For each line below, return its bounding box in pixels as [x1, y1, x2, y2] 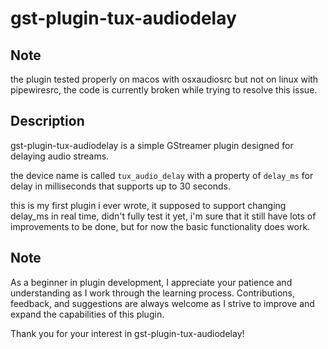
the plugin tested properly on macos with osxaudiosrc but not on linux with [10, 73, 319, 85]
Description [10, 113, 85, 130]
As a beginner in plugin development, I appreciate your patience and [10, 276, 293, 288]
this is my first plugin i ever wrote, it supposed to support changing [10, 199, 287, 211]
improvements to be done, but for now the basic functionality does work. [10, 220, 311, 232]
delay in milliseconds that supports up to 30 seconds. [10, 180, 232, 192]
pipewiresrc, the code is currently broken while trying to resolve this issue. [10, 84, 318, 96]
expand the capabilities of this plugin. [10, 308, 165, 320]
